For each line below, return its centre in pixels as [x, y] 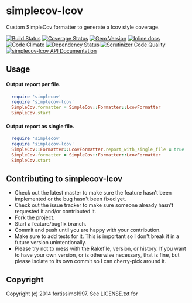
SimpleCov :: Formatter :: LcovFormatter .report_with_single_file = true [98, 149]
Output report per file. [33, 84]
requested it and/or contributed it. [55, 212]
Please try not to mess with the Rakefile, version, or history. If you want [100, 249]
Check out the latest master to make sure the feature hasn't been [93, 193]
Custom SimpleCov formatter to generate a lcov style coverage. [83, 27]
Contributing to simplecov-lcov [64, 179]
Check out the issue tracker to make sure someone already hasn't [94, 205]
